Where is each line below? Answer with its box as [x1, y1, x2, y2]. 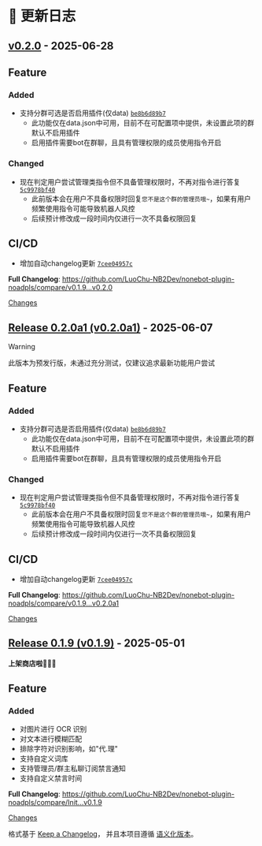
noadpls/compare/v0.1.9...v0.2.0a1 [8, 598, 120, 608]
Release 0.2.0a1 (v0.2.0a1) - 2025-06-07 [8, 321, 213, 334]
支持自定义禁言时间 [19, 773, 83, 783]
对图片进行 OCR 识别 [19, 725, 87, 734]
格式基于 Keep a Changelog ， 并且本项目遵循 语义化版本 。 [8, 829, 198, 839]
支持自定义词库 [19, 754, 68, 763]
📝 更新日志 [8, 7, 76, 25]
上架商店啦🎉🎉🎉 [8, 658, 57, 668]
